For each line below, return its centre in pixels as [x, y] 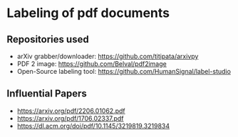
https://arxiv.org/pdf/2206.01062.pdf [71, 111]
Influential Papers [47, 94]
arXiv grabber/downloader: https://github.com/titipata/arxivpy [108, 56]
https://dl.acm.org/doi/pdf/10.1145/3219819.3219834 [93, 126]
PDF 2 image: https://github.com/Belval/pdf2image [92, 64]
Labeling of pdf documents [88, 13]
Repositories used [48, 39]
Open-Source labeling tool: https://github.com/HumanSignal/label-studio [124, 71]
